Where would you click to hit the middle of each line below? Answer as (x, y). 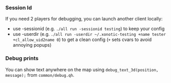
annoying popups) (32, 45)
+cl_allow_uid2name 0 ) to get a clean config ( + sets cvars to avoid (82, 39)
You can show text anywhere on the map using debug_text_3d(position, (82, 69)
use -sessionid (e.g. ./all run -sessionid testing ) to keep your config (89, 29)
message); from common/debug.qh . (40, 75)
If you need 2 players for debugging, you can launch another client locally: (84, 19)
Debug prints (22, 58)
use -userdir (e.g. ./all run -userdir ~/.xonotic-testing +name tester (89, 34)
